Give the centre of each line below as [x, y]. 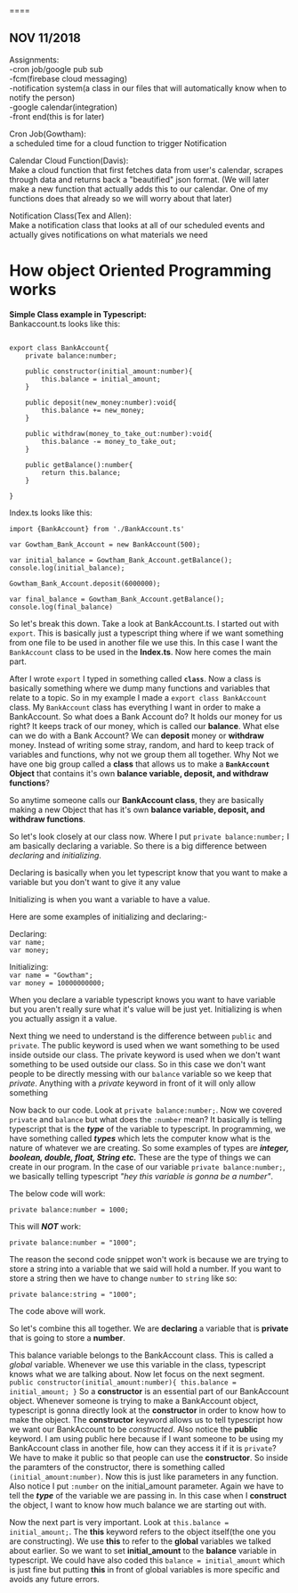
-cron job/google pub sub [56, 69]
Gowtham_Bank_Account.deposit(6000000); [85, 583]
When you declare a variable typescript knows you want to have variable [142, 999]
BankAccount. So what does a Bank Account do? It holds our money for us [146, 716]
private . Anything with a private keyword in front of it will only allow [133, 1083]
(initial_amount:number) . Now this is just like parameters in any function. [144, 1476]
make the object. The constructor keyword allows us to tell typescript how [146, 1419]
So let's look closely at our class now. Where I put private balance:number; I [149, 836]
